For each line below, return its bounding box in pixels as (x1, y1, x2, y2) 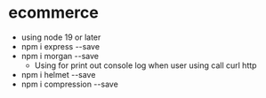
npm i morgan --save (20, 50, 100, 61)
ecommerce (8, 3, 99, 23)
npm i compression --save (20, 79, 119, 89)
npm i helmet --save (20, 69, 96, 79)
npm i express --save (20, 41, 100, 51)
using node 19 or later (20, 32, 101, 42)
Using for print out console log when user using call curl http (34, 60, 257, 71)
